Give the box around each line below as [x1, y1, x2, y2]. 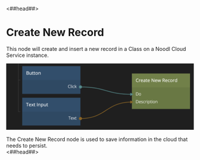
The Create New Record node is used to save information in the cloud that [6, 136, 188, 143]
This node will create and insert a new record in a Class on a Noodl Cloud [6, 45, 186, 52]
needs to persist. [6, 142, 48, 149]
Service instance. [6, 52, 49, 59]
